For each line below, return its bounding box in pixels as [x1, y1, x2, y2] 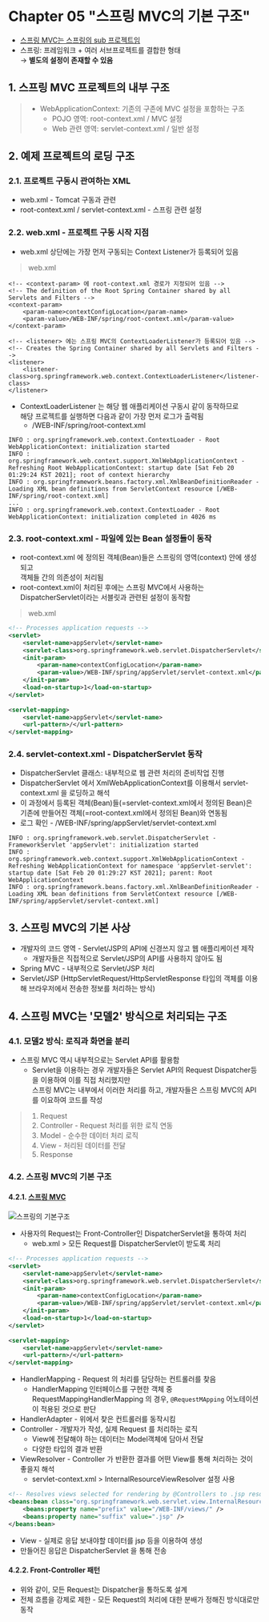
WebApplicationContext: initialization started [8, 443, 171, 451]
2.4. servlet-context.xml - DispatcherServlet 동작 [8, 749, 203, 760]
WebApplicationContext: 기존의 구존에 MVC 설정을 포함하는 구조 [39, 103, 245, 113]
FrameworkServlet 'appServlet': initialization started [8, 841, 199, 849]
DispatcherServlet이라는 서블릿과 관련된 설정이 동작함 [19, 593, 191, 603]
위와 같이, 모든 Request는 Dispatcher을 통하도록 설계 [19, 1584, 188, 1594]
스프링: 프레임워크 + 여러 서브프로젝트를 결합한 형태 [19, 45, 182, 54]
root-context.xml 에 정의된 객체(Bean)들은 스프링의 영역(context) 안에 [19, 553, 243, 563]
